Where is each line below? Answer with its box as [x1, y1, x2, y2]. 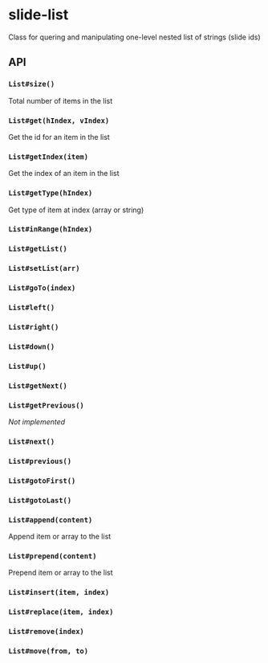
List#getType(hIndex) [8, 189, 93, 198]
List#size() [8, 80, 55, 89]
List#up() [8, 362, 47, 370]
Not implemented [8, 417, 66, 427]
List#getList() [8, 244, 68, 254]
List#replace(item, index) [8, 608, 114, 616]
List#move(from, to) [8, 647, 89, 656]
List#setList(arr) [8, 264, 80, 273]
